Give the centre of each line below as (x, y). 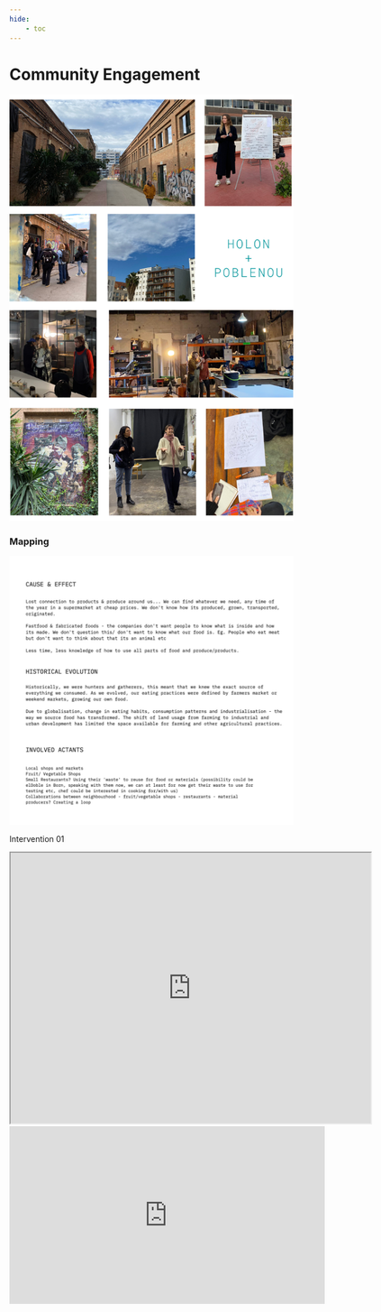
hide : (19, 19)
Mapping (29, 541)
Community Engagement (105, 74)
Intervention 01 (37, 838)
